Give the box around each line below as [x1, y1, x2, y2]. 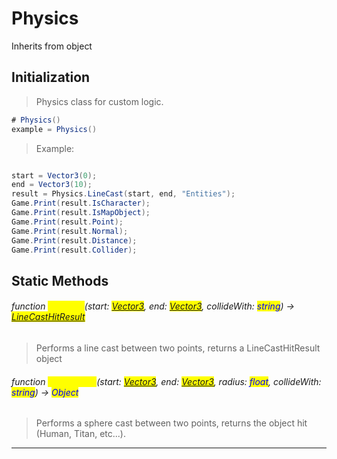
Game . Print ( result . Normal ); [11, 226, 129, 236]
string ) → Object [11, 386, 79, 398]
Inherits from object [11, 40, 93, 52]
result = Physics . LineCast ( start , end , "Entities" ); [11, 189, 236, 199]
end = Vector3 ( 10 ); [11, 180, 93, 190]
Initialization [11, 69, 91, 86]
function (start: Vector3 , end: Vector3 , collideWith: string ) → [11, 300, 295, 312]
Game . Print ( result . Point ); [11, 217, 124, 227]
